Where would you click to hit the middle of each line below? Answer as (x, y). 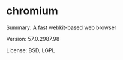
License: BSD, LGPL (31, 50)
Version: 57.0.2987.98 (33, 39)
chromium (32, 11)
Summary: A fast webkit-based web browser (61, 27)
